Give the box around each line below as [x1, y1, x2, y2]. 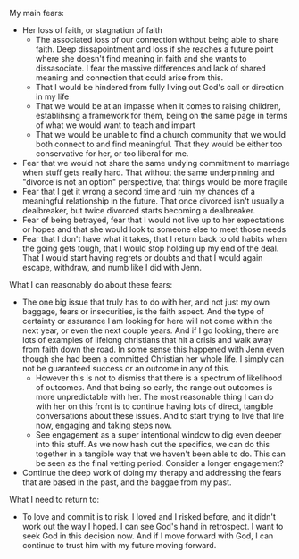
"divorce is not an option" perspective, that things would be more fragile [21, 177, 288, 187]
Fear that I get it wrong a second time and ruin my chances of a [21, 187, 256, 196]
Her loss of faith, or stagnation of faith [21, 25, 163, 35]
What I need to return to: [9, 495, 100, 505]
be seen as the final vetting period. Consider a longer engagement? [35, 458, 284, 468]
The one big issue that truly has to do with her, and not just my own [21, 296, 270, 307]
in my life [35, 91, 70, 102]
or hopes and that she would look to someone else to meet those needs [21, 224, 287, 235]
